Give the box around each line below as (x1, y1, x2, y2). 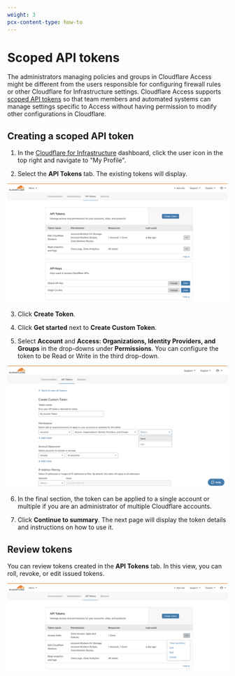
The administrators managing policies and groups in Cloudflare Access (7, 73, 212, 81)
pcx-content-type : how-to (7, 18, 83, 26)
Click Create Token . (17, 310, 76, 318)
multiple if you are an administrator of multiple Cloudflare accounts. (17, 502, 212, 510)
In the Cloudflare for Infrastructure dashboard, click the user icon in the (17, 149, 224, 157)
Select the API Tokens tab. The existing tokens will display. (17, 170, 187, 178)
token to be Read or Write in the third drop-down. (17, 352, 159, 360)
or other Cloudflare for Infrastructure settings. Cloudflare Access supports (7, 87, 222, 96)
